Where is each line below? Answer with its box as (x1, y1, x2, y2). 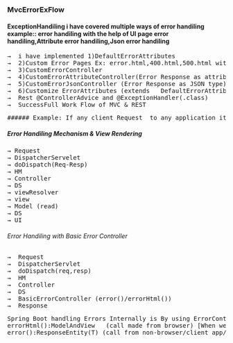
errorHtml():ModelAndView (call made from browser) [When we (7, 321, 227, 330)
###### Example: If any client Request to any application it (7, 114, 227, 122)
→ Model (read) (7, 203, 59, 210)
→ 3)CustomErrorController (7, 66, 103, 74)
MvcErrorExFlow (7, 5, 64, 15)
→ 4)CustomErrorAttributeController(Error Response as (7, 73, 201, 81)
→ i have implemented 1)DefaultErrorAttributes (7, 52, 175, 60)
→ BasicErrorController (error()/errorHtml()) (7, 295, 172, 303)
